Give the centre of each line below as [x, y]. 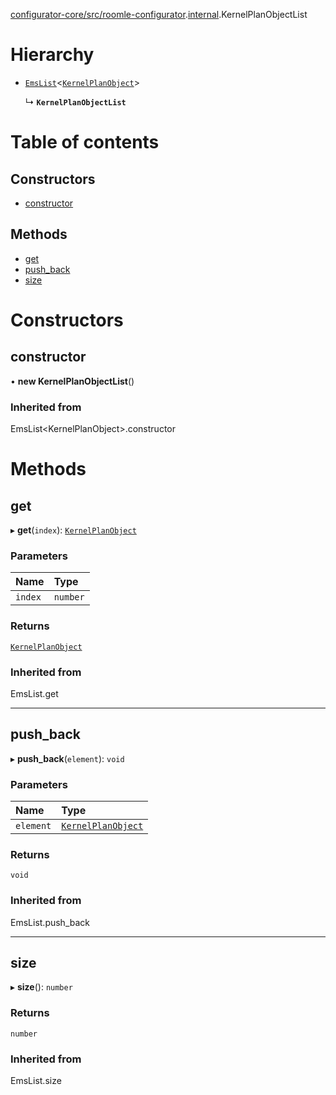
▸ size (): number [41, 987]
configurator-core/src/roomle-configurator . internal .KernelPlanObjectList [159, 14]
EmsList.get [34, 693]
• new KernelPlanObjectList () [72, 381]
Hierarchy [52, 55]
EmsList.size [36, 1081]
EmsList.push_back [50, 922]
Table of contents [85, 142]
